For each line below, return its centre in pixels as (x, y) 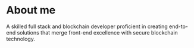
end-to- (179, 26)
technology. (21, 39)
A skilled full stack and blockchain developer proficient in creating (87, 26)
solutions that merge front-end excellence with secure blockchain (98, 32)
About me (31, 10)
